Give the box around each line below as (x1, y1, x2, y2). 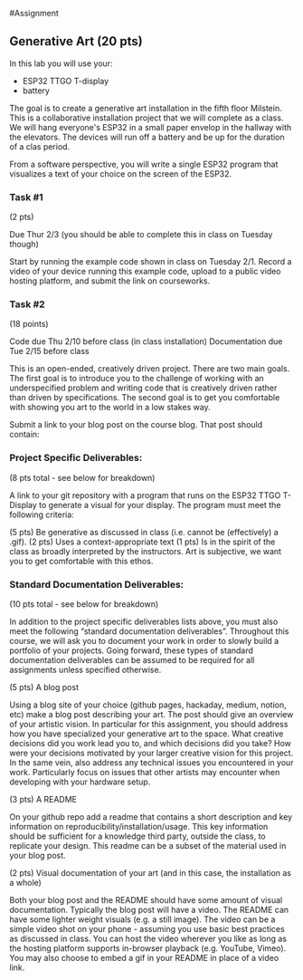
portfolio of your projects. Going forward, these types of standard (9, 645, 253, 656)
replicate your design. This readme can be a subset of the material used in (9, 841, 287, 850)
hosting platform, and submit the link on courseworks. (9, 275, 211, 286)
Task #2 (9, 298, 45, 311)
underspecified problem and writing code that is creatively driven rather (9, 382, 278, 393)
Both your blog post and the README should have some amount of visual (9, 895, 283, 905)
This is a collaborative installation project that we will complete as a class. (9, 112, 284, 123)
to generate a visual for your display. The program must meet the (39, 499, 281, 510)
